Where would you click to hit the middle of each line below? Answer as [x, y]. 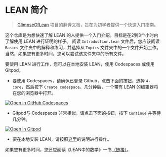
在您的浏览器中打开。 [34, 93]
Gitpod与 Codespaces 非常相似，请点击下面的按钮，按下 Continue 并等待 [86, 113]
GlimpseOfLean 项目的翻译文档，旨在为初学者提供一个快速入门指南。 [88, 25]
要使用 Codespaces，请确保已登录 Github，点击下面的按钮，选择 [79, 80]
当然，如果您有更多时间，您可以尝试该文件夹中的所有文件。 [66, 53]
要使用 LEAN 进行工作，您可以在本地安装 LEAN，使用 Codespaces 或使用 [80, 64]
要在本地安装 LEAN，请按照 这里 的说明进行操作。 [62, 139]
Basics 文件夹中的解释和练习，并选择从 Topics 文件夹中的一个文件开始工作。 [83, 47]
